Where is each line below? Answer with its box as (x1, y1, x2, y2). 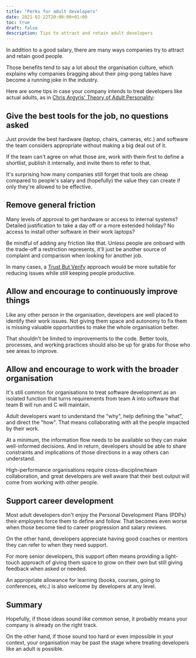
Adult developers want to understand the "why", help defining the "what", (6, 413, 183, 420)
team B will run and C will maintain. (6, 402, 91, 409)
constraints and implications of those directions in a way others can (6, 449, 169, 456)
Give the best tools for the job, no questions (6, 111, 169, 121)
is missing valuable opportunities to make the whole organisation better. (6, 323, 180, 331)
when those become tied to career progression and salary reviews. (6, 524, 168, 531)
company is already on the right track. (6, 622, 98, 628)
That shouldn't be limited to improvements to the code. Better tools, (6, 335, 169, 342)
